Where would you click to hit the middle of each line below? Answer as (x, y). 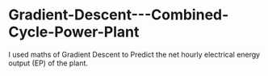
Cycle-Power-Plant (74, 32)
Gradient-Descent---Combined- (119, 15)
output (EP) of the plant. (48, 63)
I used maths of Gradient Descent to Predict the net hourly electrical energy (134, 54)
